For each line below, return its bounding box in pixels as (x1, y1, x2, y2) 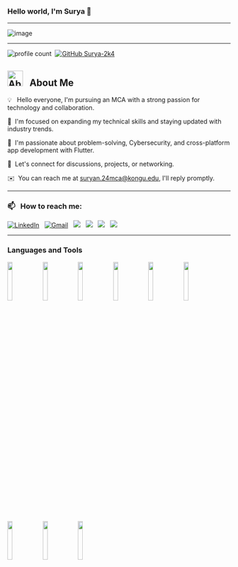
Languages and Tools (7, 245, 83, 255)
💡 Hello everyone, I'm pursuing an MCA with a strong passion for (7, 96, 200, 104)
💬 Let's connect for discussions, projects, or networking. (7, 159, 175, 169)
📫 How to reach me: (7, 201, 83, 211)
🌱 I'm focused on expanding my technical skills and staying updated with (7, 117, 222, 126)
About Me (29, 77, 74, 89)
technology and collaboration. (7, 103, 95, 112)
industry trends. (7, 125, 54, 133)
